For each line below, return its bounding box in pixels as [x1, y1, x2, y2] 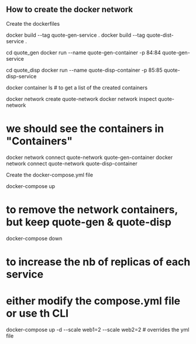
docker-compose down [6, 235, 63, 242]
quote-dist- [146, 32, 174, 39]
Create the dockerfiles [6, 20, 60, 27]
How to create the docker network [6, 5, 133, 15]
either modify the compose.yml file [6, 294, 180, 308]
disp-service [6, 72, 37, 79]
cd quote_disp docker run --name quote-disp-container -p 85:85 [6, 67, 163, 74]
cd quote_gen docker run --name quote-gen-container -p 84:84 [6, 49, 161, 56]
